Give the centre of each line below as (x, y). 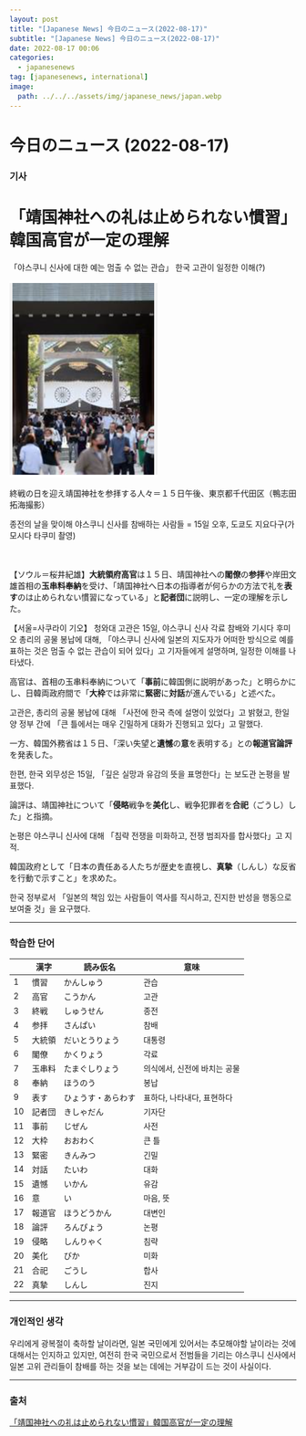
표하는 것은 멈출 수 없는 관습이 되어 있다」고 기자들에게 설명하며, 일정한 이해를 (148, 650)
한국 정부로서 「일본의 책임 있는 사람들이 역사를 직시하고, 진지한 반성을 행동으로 (151, 897)
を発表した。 (33, 754)
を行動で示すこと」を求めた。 (65, 877)
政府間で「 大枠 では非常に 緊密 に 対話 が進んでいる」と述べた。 (164, 693)
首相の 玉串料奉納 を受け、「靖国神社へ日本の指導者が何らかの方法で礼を (151, 585)
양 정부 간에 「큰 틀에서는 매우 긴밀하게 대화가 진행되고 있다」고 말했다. (136, 723)
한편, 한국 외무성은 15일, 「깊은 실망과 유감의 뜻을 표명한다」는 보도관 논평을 (145, 774)
